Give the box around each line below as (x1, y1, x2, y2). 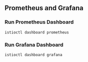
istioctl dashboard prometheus (4, 30, 69, 35)
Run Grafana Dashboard (4, 41, 64, 48)
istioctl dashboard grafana (4, 52, 63, 57)
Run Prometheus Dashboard (4, 19, 74, 26)
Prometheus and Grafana (4, 4, 84, 12)
